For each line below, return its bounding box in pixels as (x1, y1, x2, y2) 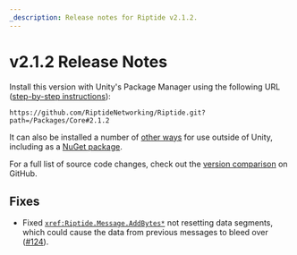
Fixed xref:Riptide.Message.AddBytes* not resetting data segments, (21, 217, 274, 228)
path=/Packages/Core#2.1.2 (9, 115, 110, 125)
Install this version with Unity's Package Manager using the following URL (9, 81, 281, 92)
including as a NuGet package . (9, 140, 123, 152)
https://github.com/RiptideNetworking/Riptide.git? (9, 108, 206, 117)
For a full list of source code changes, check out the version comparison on (9, 158, 288, 169)
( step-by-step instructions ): (9, 90, 112, 101)
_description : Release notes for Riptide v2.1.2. (9, 13, 199, 22)
